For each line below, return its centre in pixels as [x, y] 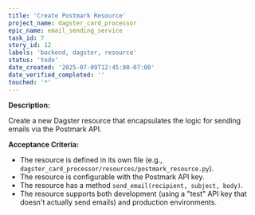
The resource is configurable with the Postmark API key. [112, 177]
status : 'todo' [33, 61]
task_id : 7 [26, 38]
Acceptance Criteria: [44, 144]
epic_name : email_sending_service [66, 30]
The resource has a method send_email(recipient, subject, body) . [131, 185]
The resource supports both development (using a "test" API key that [133, 193]
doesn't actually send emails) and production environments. [118, 202]
